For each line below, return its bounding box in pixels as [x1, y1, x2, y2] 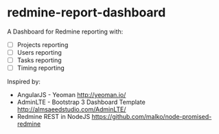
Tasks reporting [16, 56, 62, 64]
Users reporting [16, 49, 62, 56]
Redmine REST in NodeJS [16, 113, 91, 121]
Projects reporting [16, 40, 69, 49]
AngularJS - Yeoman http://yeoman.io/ [16, 91, 126, 99]
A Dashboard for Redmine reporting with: [7, 27, 124, 36]
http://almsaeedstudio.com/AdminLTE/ [16, 105, 126, 113]
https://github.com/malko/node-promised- [91, 113, 212, 121]
